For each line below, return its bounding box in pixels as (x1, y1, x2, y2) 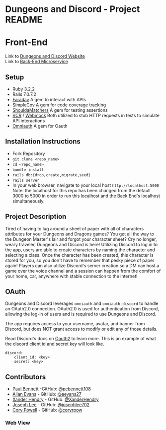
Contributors (5, 372, 46, 381)
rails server (12, 178, 40, 183)
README (5, 14, 43, 25)
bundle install (12, 167, 44, 172)
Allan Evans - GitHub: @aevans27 (12, 391, 82, 397)
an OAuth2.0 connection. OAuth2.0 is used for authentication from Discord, (5, 306, 159, 312)
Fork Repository (12, 150, 45, 156)
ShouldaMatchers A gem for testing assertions (12, 107, 108, 113)
